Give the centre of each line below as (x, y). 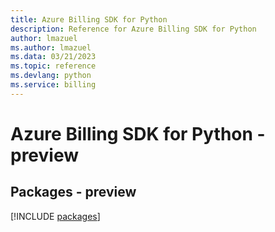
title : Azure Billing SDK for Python (89, 19)
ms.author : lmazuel (51, 47)
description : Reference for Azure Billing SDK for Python (133, 29)
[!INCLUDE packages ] (55, 216)
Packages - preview (73, 192)
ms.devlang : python (51, 76)
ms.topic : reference (53, 66)
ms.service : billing (53, 85)
